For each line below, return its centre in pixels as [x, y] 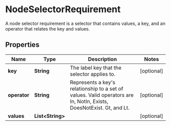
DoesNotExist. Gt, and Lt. [100, 108]
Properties [22, 45]
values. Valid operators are [102, 95]
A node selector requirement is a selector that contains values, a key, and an [85, 23]
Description [102, 59]
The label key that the [96, 68]
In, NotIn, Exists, [89, 101]
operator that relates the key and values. [48, 28]
